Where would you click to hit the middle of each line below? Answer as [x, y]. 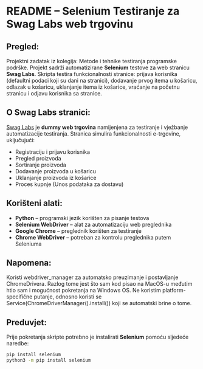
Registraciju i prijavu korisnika [52, 152]
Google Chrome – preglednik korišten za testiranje [78, 231]
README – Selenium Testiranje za [93, 11]
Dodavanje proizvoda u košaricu [55, 171]
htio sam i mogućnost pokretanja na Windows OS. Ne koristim [84, 291]
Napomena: [29, 263]
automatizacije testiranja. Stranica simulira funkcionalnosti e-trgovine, [94, 133]
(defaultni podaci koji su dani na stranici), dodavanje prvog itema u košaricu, [102, 81]
